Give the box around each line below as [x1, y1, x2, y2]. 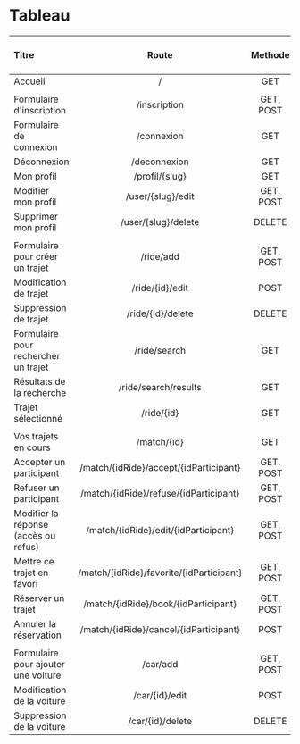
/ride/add [140, 250, 180, 263]
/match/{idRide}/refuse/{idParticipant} [79, 487, 240, 499]
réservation [13, 629, 62, 641]
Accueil [13, 75, 46, 88]
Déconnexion [13, 155, 70, 168]
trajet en [13, 566, 49, 579]
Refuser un [13, 481, 60, 494]
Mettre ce [13, 555, 55, 567]
